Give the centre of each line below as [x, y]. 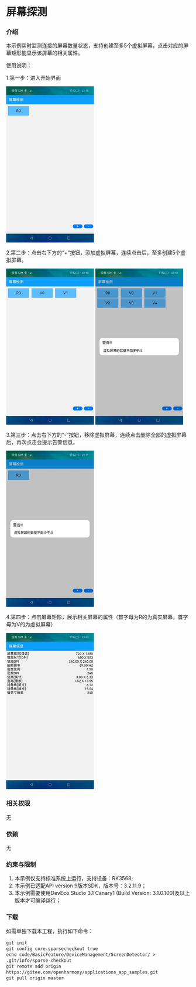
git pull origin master [35, 978]
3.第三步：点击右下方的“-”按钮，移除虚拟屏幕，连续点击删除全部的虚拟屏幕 [97, 435]
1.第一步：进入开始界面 [34, 78]
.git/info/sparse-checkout [39, 960]
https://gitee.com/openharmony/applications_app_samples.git [82, 972]
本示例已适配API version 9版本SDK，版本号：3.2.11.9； [80, 886]
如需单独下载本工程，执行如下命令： [50, 931]
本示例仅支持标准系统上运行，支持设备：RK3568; [74, 879]
